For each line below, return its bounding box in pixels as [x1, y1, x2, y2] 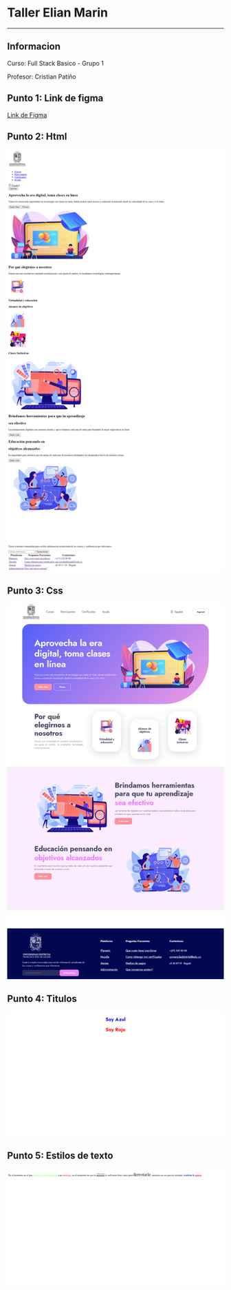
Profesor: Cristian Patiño [7, 72, 77, 81]
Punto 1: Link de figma [7, 92, 104, 104]
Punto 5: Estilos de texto [7, 1149, 113, 1161]
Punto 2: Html [7, 130, 67, 142]
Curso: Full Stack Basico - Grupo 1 [7, 59, 104, 67]
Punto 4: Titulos [7, 993, 78, 1005]
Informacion [7, 41, 60, 52]
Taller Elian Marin [7, 5, 109, 21]
